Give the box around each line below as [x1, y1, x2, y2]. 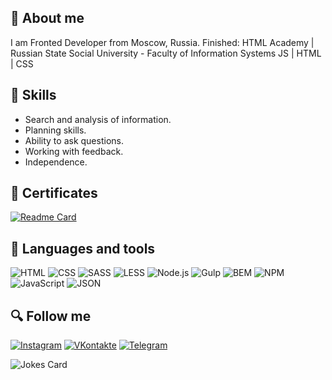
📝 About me [10, 10, 85, 27]
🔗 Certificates [10, 185, 98, 202]
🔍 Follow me [10, 307, 92, 325]
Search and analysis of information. [24, 113, 172, 125]
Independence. [24, 156, 88, 168]
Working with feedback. [24, 145, 124, 157]
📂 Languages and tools [10, 240, 156, 257]
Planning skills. [24, 124, 87, 136]
